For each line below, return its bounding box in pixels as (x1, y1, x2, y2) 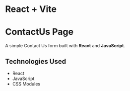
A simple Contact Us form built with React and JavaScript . (5, 43, 126, 49)
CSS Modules (12, 81, 41, 87)
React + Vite (5, 3, 57, 15)
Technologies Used (5, 57, 66, 66)
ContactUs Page (5, 26, 73, 38)
